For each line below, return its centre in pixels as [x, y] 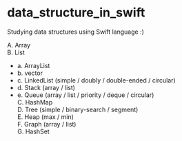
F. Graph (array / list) [47, 124]
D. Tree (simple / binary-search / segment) [78, 109]
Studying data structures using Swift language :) [76, 32]
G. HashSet [33, 131]
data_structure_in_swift [76, 13]
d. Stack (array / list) [46, 87]
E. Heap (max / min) [45, 117]
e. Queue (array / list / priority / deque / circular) [85, 95]
